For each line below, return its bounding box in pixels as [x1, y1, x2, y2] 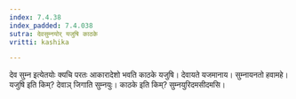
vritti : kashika [9, 37, 69, 47]
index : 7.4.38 [9, 12, 62, 22]
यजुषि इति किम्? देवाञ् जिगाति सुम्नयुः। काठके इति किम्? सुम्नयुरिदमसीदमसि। [9, 80, 227, 90]
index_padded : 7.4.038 [9, 21, 93, 30]
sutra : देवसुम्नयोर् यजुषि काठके [9, 29, 98, 38]
